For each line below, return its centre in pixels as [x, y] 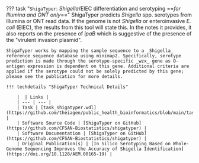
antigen [16, 66]
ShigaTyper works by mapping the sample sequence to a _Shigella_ [90, 51]
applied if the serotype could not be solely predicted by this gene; [95, 71]
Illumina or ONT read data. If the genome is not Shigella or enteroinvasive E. [99, 21]
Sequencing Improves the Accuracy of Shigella [83, 149]
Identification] [164, 149]
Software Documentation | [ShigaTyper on [74, 133]
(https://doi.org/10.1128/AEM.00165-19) [57, 154]
